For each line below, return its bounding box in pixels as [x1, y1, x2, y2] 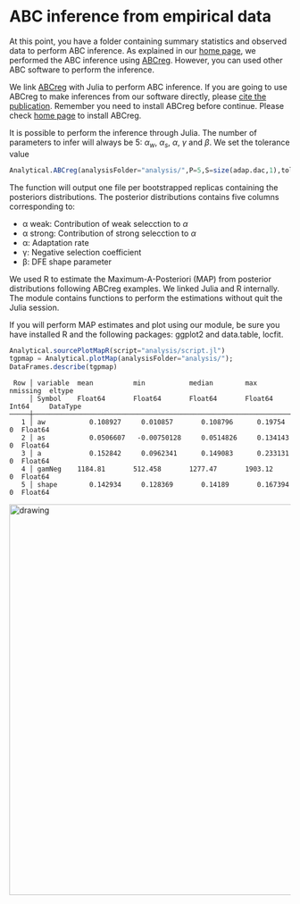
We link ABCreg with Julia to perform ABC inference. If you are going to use [9, 81, 288, 92]
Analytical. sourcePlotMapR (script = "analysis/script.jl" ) [9, 346, 226, 355]
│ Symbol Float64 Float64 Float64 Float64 [29, 395, 274, 404]
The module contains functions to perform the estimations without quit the [9, 292, 283, 303]
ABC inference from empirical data [9, 6, 272, 27]
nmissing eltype [9, 387, 74, 396]
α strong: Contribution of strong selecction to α [21, 228, 196, 239]
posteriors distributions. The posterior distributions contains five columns [9, 191, 279, 202]
